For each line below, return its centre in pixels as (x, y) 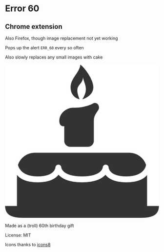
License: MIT (18, 235)
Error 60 (22, 9)
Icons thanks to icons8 (28, 244)
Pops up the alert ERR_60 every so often (44, 48)
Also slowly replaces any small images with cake (54, 57)
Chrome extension (34, 27)
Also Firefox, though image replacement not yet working (61, 38)
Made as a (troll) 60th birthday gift (40, 226)
